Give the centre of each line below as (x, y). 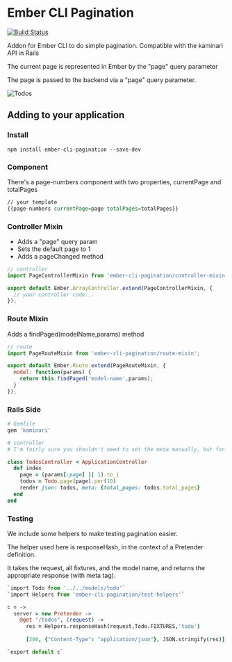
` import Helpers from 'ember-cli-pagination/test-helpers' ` (96, 595)
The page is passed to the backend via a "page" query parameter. (102, 80)
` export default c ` (35, 652)
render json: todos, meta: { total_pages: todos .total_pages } (110, 488)
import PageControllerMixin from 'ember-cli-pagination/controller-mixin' (118, 275)
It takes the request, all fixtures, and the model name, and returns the (106, 567)
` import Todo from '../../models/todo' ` (67, 588)
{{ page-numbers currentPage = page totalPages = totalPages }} (93, 209)
